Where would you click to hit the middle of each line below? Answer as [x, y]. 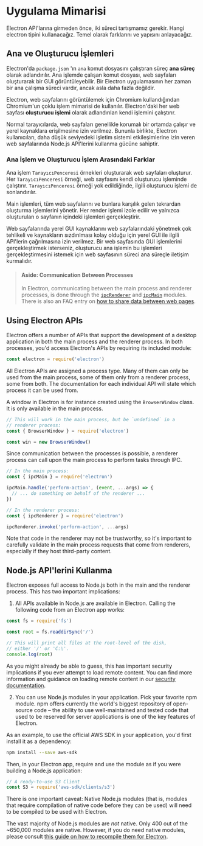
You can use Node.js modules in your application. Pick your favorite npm [106, 697]
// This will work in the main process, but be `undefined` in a [91, 419]
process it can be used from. [42, 390]
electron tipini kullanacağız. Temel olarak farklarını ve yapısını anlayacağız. [100, 34]
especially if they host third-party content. [59, 551]
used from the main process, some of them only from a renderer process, [98, 377]
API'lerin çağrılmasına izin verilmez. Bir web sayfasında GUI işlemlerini [94, 242]
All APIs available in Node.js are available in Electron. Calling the [95, 603]
